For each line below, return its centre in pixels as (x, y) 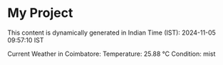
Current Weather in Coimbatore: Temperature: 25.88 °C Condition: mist (111, 54)
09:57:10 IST (26, 40)
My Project (40, 13)
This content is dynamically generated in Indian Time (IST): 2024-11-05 (111, 32)
